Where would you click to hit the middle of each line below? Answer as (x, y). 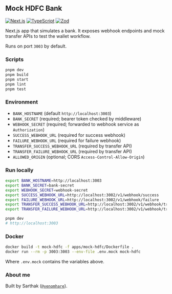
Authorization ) (28, 130)
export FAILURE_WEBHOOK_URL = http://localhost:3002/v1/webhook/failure (82, 200)
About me (18, 275)
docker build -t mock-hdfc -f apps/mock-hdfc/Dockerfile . (70, 247)
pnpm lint (16, 84)
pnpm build (17, 75)
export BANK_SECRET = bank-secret (40, 185)
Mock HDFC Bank (34, 8)
